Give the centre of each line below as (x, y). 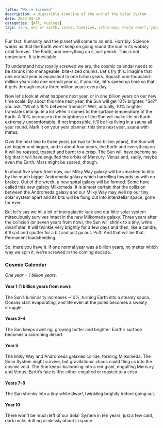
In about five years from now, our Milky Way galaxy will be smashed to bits (80, 172)
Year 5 (12, 346)
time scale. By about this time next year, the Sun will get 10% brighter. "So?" (81, 101)
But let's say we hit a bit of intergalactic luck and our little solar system (75, 212)
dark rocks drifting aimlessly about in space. (49, 421)
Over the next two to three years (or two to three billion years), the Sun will (80, 142)
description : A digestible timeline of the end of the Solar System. (77, 14)
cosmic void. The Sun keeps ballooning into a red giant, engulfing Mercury (80, 367)
